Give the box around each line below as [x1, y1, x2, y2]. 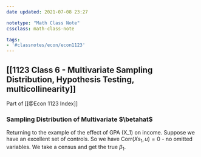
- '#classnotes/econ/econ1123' [6, 42, 86, 49]
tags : [6, 37, 20, 43]
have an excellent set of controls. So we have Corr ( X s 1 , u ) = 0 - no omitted [6, 135, 193, 144]
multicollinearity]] [6, 83, 76, 94]
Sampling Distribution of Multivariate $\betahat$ [6, 115, 153, 124]
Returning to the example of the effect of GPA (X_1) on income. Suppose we [6, 129, 196, 136]
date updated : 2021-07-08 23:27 [6, 9, 88, 15]
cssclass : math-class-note [6, 26, 75, 32]
